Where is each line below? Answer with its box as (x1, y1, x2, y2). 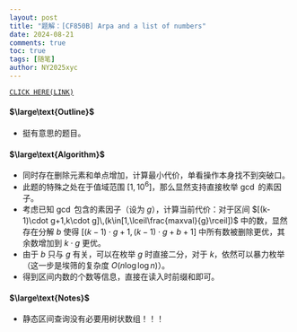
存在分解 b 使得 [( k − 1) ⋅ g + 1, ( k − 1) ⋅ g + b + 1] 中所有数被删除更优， (22, 226, 278, 237)
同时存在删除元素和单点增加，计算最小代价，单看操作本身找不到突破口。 (22, 170, 290, 180)
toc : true (9, 47, 47, 56)
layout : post (9, 13, 58, 22)
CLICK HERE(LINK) (9, 87, 74, 97)
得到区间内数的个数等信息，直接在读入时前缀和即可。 (22, 271, 220, 282)
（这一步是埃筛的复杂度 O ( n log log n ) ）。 (22, 259, 170, 270)
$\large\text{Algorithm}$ (9, 149, 105, 160)
